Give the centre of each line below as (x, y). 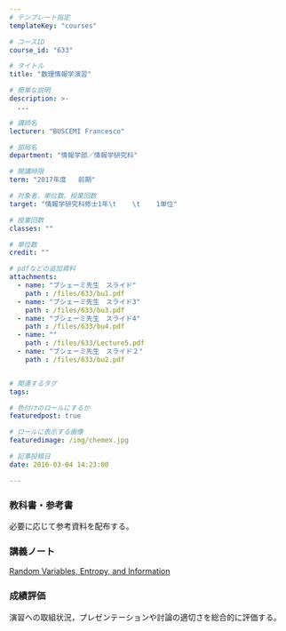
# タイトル (27, 66)
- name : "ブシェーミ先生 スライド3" (79, 302)
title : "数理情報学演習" (50, 75)
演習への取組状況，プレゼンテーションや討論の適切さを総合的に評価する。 (145, 617)
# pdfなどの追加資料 (43, 269)
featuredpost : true (45, 416)
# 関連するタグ (33, 383)
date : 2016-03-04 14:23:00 (59, 464)
